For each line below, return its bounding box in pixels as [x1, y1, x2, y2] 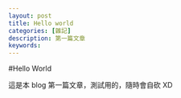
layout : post [8, 11, 52, 20]
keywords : [8, 42, 42, 50]
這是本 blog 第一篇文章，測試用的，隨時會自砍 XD [8, 80, 173, 90]
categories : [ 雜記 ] [8, 27, 72, 35]
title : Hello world [8, 19, 74, 27]
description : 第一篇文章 [8, 34, 86, 43]
